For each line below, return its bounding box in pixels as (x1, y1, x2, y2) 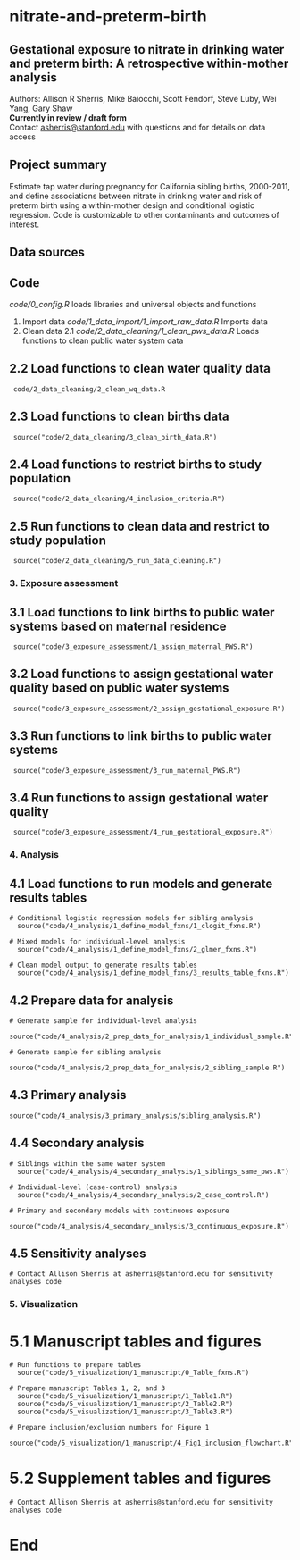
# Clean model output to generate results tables (9, 960, 198, 970)
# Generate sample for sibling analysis (9, 1047, 162, 1056)
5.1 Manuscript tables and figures (9, 1331, 262, 1351)
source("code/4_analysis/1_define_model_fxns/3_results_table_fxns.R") (17, 969, 290, 977)
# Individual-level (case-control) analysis (9, 1182, 178, 1192)
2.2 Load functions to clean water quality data (9, 361, 271, 376)
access (9, 131, 36, 142)
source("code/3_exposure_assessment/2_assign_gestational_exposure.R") (12, 704, 286, 713)
